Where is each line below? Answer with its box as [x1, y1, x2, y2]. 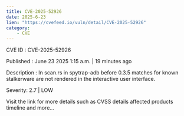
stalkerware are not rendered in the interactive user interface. [6, 76, 156, 83]
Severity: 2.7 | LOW [6, 87, 53, 94]
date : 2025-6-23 [6, 14, 46, 20]
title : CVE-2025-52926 [6, 8, 62, 15]
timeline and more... [6, 104, 55, 111]
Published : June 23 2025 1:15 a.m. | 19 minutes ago [6, 58, 132, 65]
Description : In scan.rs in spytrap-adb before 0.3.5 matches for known [6, 69, 179, 76]
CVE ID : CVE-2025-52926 [6, 46, 71, 53]
